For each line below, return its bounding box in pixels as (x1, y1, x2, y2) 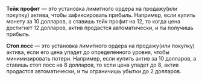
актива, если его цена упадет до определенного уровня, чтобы (6, 49, 170, 56)
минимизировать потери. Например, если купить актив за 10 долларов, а (6, 55, 197, 62)
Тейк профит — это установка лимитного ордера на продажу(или (6, 5, 178, 12)
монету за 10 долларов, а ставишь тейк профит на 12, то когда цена (6, 18, 181, 25)
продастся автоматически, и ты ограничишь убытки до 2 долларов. (6, 68, 182, 74)
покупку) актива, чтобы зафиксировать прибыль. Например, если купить (6, 11, 196, 19)
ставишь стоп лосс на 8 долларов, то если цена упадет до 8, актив (6, 61, 179, 68)
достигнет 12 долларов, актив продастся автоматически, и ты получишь (6, 24, 194, 31)
